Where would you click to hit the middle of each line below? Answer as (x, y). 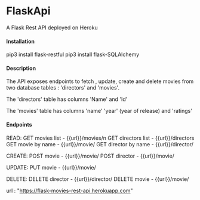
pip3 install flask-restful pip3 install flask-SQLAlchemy (73, 54)
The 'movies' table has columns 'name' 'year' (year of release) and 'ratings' (99, 111)
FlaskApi (28, 11)
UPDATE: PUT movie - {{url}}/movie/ (51, 167)
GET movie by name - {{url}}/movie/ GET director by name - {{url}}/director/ (100, 144)
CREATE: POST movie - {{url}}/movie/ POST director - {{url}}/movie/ (90, 156)
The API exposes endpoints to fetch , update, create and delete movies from (100, 81)
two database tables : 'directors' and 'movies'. (63, 88)
